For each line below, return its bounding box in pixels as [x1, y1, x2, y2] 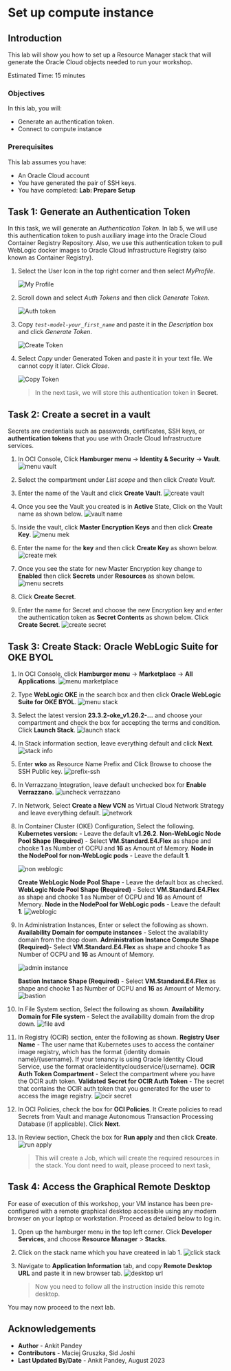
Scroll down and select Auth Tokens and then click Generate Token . [17, 293, 210, 302]
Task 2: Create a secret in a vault [8, 409, 151, 420]
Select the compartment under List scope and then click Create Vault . [17, 476, 216, 484]
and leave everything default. [17, 809, 101, 817]
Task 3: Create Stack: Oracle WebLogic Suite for [8, 641, 219, 652]
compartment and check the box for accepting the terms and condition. [17, 719, 221, 727]
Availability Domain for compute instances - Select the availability [17, 928, 208, 937]
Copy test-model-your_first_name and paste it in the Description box [17, 320, 214, 329]
